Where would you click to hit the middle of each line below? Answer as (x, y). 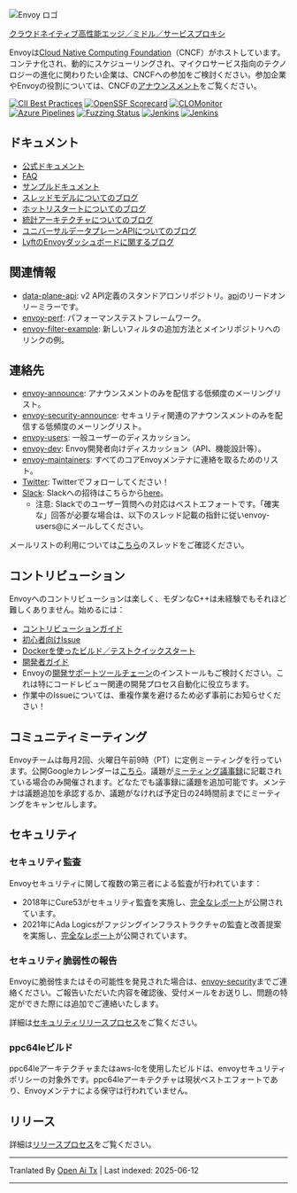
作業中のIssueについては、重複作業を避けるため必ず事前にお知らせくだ (151, 695)
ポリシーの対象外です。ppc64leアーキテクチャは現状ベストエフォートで (140, 1080)
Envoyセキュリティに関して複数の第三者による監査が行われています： (136, 883)
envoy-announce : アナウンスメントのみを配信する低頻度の (129, 394)
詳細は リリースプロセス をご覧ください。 (83, 1144)
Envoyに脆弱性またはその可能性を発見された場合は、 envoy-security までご (145, 982)
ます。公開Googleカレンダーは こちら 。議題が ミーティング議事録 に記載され (146, 771)
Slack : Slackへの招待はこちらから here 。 (95, 493)
